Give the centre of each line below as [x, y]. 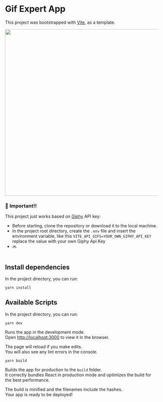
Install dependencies [37, 267]
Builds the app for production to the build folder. [54, 370]
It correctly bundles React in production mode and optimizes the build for [78, 375]
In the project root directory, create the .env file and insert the [74, 231]
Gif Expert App [35, 9]
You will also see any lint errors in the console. [51, 352]
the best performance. [27, 380]
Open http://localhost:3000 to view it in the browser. [57, 337]
